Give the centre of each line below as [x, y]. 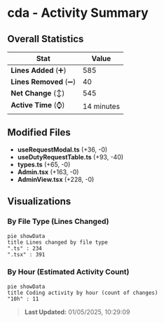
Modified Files [39, 132]
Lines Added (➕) [39, 70]
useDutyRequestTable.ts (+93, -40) [70, 157]
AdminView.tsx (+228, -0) [56, 179]
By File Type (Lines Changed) [58, 221]
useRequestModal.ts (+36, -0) [62, 150]
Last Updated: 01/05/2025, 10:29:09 [77, 312]
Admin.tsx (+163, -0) [48, 172]
